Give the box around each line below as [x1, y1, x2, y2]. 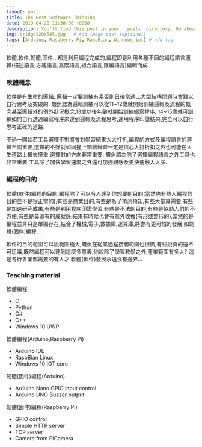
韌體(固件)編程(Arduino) [6, 372, 66, 380]
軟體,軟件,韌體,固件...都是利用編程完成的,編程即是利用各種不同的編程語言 [6, 54, 186, 61]
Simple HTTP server [14, 422, 65, 429]
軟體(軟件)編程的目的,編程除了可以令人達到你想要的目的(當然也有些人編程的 [6, 190, 193, 197]
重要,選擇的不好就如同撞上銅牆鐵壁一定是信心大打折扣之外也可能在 [22, 143, 188, 151]
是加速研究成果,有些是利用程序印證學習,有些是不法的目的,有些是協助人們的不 [6, 205, 195, 212]
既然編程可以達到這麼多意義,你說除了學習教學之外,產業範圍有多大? [23, 248, 188, 255]
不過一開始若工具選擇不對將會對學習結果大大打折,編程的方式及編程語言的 [6, 136, 188, 143]
